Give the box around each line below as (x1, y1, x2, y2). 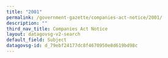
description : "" (6, 20, 48, 26)
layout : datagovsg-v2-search (6, 31, 81, 37)
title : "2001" (6, 8, 43, 15)
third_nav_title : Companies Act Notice (6, 25, 108, 32)
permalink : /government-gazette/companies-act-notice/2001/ (6, 14, 163, 21)
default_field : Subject (6, 37, 67, 43)
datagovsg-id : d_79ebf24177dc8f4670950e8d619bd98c (6, 43, 138, 49)
